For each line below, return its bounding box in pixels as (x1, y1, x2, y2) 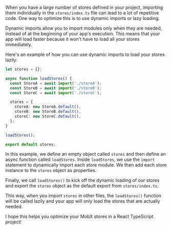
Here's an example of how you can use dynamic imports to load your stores (5, 51, 165, 57)
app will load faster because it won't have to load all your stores (5, 36, 140, 42)
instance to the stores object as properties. (5, 168, 97, 174)
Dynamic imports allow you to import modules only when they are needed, (5, 25, 162, 31)
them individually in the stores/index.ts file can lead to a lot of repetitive (5, 10, 159, 16)
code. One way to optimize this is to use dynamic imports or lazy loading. (5, 15, 160, 21)
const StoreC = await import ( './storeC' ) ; (10, 90, 102, 95)
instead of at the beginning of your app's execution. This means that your (5, 31, 160, 36)
